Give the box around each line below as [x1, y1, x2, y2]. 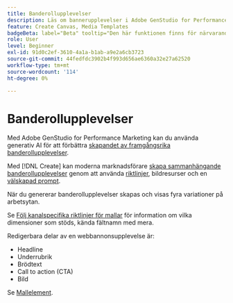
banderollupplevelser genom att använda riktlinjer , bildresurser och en [7, 170, 208, 178]
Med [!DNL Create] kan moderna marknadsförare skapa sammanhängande [7, 162, 221, 170]
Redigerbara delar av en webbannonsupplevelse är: [7, 232, 155, 240]
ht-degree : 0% [7, 74, 49, 82]
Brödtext [17, 260, 42, 268]
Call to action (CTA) [17, 268, 74, 276]
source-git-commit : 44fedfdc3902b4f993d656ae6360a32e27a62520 [7, 56, 191, 63]
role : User [7, 36, 39, 43]
